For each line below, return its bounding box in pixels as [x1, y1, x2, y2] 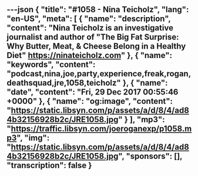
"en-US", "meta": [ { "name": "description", [6, 14, 171, 24]
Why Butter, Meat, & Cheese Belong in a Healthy [6, 41, 186, 52]
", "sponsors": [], [118, 151, 183, 161]
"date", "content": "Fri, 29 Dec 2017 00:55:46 [6, 87, 179, 97]
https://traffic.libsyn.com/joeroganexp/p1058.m [11, 124, 192, 134]
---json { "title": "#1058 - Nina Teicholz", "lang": [6, 5, 189, 15]
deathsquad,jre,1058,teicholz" [6, 78, 121, 88]
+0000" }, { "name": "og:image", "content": [6, 96, 173, 106]
